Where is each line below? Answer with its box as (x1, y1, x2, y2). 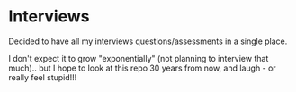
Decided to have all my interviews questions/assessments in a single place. (8, 36, 288, 46)
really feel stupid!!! (8, 71, 77, 82)
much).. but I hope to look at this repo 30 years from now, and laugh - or (8, 63, 276, 73)
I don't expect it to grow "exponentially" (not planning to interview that (8, 53, 269, 63)
